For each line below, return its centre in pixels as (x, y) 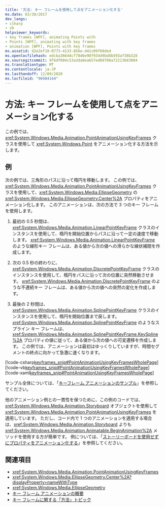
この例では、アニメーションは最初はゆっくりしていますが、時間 (86, 346)
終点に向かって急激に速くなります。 (66, 352)
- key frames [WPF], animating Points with (50, 38)
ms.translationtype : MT (30, 65)
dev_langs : (16, 19)
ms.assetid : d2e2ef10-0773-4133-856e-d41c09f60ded (58, 51)
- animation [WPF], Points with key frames (50, 46)
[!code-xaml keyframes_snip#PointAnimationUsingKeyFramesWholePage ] (80, 373)
